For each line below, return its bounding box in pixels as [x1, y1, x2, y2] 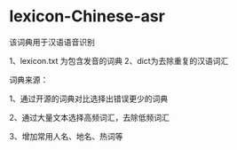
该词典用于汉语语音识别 [9, 36, 95, 47]
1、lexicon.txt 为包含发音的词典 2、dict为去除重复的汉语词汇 [9, 55, 229, 66]
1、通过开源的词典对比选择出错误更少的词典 [9, 93, 169, 104]
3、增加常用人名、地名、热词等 [9, 130, 123, 141]
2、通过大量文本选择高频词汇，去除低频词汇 [9, 112, 170, 122]
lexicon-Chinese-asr [9, 6, 166, 27]
